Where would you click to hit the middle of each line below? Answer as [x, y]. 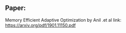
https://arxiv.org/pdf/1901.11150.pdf [41, 25]
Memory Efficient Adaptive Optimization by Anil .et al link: [63, 20]
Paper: [16, 8]
